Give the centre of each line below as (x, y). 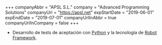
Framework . (25, 38)
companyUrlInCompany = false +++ (42, 23)
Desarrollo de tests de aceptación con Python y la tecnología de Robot (84, 32)
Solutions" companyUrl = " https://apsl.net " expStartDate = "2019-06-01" (80, 12)
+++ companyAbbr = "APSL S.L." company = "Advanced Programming (77, 7)
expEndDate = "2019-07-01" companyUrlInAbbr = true (61, 18)
